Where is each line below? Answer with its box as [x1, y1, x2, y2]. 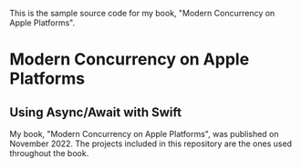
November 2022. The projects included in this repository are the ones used [9, 138, 293, 149]
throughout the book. [9, 148, 89, 158]
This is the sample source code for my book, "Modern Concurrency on [9, 8, 275, 18]
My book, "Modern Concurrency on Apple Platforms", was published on [9, 129, 280, 139]
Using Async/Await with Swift [9, 104, 182, 120]
